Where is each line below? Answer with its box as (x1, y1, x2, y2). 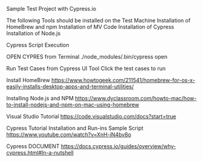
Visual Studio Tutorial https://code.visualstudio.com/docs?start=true (6, 113, 176, 120)
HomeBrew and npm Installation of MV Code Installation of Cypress (6, 24, 174, 30)
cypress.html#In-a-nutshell (6, 149, 74, 156)
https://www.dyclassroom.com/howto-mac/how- (75, 95, 197, 102)
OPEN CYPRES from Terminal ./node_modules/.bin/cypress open (6, 53, 168, 60)
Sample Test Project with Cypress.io (6, 5, 97, 12)
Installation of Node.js (6, 30, 61, 37)
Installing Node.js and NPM (6, 95, 74, 102)
